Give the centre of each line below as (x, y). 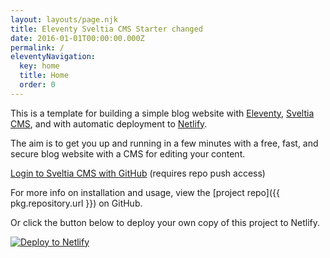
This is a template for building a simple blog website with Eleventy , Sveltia (162, 113)
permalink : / (37, 47)
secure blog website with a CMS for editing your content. (128, 153)
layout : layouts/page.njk (64, 19)
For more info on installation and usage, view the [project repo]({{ (145, 192)
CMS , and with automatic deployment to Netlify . (109, 123)
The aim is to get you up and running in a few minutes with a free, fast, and (164, 143)
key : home (39, 66)
